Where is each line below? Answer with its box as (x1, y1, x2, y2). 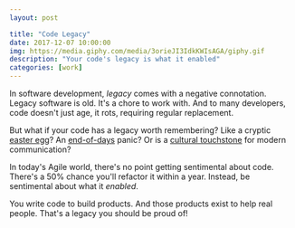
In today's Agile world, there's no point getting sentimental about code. (9, 162, 274, 172)
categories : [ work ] (9, 63, 83, 72)
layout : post (9, 13, 59, 23)
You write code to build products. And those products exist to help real (9, 198, 273, 209)
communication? (9, 144, 71, 155)
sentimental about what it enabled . (9, 181, 138, 191)
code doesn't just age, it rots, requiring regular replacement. (9, 108, 233, 118)
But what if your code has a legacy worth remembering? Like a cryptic (9, 125, 271, 136)
